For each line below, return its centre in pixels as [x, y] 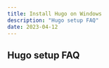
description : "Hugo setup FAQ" [53, 20]
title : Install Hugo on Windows [54, 14]
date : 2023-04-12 [33, 27]
